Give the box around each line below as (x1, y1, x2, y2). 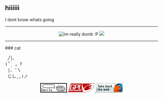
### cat (5, 45, 21, 51)
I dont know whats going (5, 16, 54, 22)
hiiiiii (5, 4, 20, 12)
